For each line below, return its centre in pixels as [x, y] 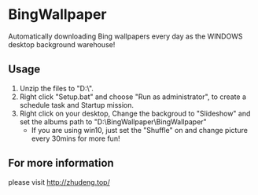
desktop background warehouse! [62, 44]
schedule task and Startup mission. [77, 105]
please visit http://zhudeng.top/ [59, 182]
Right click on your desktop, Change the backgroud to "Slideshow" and [135, 113]
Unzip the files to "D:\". [57, 88]
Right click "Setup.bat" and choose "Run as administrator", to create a [133, 97]
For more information [61, 163]
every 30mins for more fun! [76, 138]
